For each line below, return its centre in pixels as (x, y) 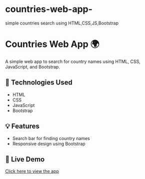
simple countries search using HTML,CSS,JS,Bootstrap (62, 23)
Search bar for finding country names (51, 138)
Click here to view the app (32, 171)
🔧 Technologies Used (39, 83)
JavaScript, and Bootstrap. (32, 66)
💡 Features (22, 126)
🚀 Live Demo (25, 159)
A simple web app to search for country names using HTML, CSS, (73, 61)
